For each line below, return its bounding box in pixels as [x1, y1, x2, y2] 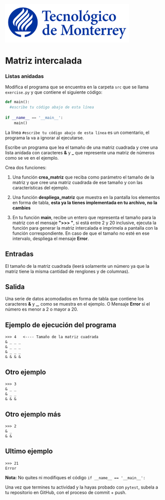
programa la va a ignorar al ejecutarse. [5, 134, 84, 140]
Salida [5, 283, 25, 291]
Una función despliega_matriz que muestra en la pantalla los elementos [12, 194, 160, 200]
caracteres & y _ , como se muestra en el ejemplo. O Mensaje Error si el [5, 301, 150, 307]
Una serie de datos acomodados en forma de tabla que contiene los [5, 296, 144, 302]
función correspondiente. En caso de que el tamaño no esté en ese [12, 230, 150, 236]
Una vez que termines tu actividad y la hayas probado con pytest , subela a [5, 484, 159, 490]
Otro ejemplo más [5, 410, 61, 418]
